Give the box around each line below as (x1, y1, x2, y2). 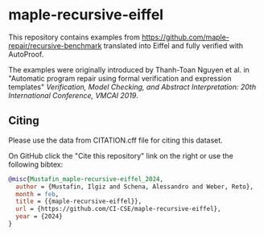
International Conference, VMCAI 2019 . (8, 90, 139, 100)
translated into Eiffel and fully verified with (103, 40, 244, 50)
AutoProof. (8, 49, 44, 59)
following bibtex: (8, 159, 64, 169)
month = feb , (15, 190, 60, 198)
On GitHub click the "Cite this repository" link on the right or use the (8, 150, 233, 160)
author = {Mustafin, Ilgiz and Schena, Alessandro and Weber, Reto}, (15, 183, 254, 191)
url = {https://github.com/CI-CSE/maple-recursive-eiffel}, (15, 205, 221, 213)
